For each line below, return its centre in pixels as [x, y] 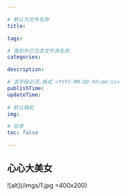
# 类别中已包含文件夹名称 [38, 51]
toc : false [23, 133]
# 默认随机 [21, 107]
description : [26, 69]
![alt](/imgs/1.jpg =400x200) [47, 185]
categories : [24, 57]
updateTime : [24, 95]
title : [16, 26]
